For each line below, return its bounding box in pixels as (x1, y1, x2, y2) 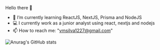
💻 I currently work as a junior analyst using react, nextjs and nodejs (12, 20, 155, 26)
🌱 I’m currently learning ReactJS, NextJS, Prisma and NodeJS (12, 14, 142, 20)
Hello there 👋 (5, 5, 33, 10)
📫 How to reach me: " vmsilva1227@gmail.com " (12, 27, 113, 33)
